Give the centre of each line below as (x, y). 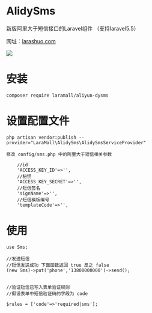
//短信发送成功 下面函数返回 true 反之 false (58, 265)
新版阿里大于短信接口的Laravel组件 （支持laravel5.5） (73, 28)
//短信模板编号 (33, 199)
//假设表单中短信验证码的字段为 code (47, 293)
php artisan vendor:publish (41, 137)
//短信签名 (29, 188)
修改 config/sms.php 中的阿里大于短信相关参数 (59, 154)
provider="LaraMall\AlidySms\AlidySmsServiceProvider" (76, 142)
